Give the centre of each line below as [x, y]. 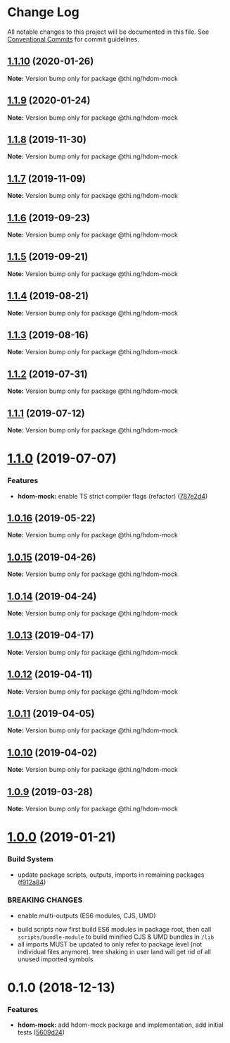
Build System [31, 859]
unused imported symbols [55, 959]
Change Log [43, 12]
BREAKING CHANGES [45, 900]
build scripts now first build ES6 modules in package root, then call [114, 929]
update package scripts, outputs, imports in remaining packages [111, 875]
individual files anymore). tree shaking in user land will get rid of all [114, 951]
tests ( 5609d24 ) [41, 1032]
